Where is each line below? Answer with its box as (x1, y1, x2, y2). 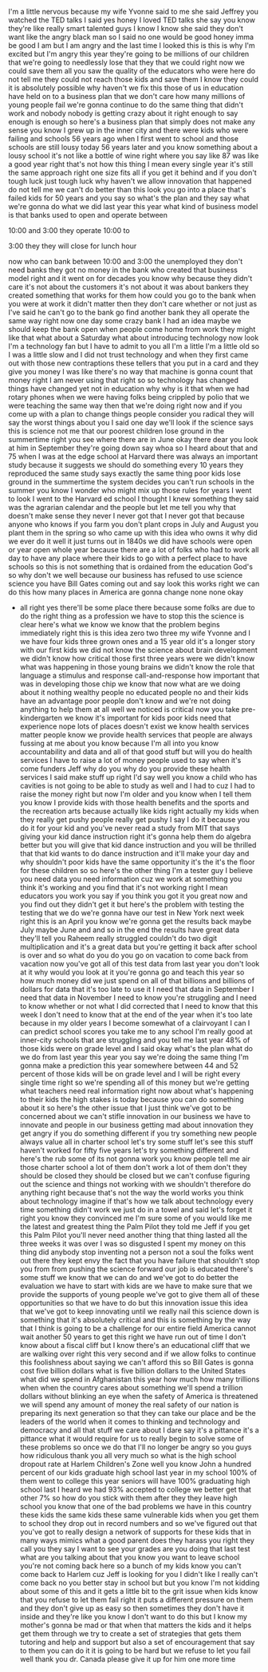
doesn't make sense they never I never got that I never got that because (8, 511, 245, 520)
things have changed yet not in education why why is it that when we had (8, 384, 250, 393)
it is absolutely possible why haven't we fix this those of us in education (8, 83, 244, 93)
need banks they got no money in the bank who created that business (8, 265, 238, 275)
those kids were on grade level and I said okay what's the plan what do (19, 1044, 254, 1053)
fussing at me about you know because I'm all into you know (19, 738, 219, 748)
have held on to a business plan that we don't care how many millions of (8, 92, 246, 101)
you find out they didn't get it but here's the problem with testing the (19, 899, 245, 909)
